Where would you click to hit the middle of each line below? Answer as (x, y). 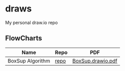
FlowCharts (24, 38)
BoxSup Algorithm (29, 60)
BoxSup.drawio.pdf (95, 60)
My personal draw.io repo (31, 22)
